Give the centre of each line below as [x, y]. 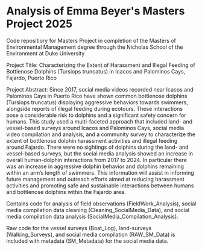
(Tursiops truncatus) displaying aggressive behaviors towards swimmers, [97, 102]
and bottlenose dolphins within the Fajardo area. [66, 192]
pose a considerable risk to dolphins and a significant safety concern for [96, 115]
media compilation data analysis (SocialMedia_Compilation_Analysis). [93, 216]
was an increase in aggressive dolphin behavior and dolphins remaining [95, 166]
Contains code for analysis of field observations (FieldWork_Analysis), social [101, 204]
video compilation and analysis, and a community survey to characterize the [101, 134]
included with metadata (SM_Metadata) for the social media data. [87, 241]
